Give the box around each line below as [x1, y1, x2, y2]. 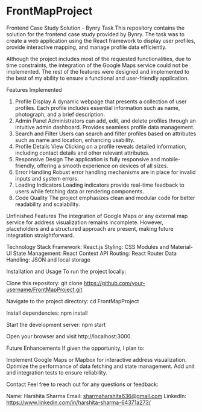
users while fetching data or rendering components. [14, 187, 145, 195]
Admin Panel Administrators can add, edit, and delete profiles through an [14, 117, 196, 124]
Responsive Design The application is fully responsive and [14, 155, 160, 163]
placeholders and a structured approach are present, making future [6, 225, 174, 232]
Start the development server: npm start [6, 321, 106, 328]
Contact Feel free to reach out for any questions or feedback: [6, 381, 159, 388]
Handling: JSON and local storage [6, 256, 90, 263]
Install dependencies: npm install [6, 309, 88, 317]
